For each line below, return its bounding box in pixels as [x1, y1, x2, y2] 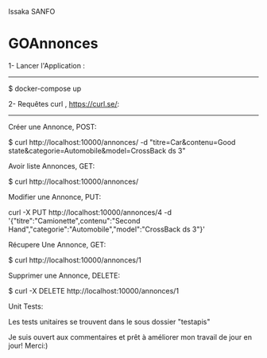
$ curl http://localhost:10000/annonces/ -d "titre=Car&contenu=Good [8, 137, 236, 146]
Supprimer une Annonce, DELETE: [8, 270, 121, 280]
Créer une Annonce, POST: [8, 122, 97, 131]
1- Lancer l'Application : [8, 60, 86, 70]
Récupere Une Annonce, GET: [8, 239, 106, 249]
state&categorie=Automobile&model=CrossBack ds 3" [8, 146, 186, 155]
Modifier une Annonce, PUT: [8, 192, 102, 201]
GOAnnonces [8, 35, 99, 53]
